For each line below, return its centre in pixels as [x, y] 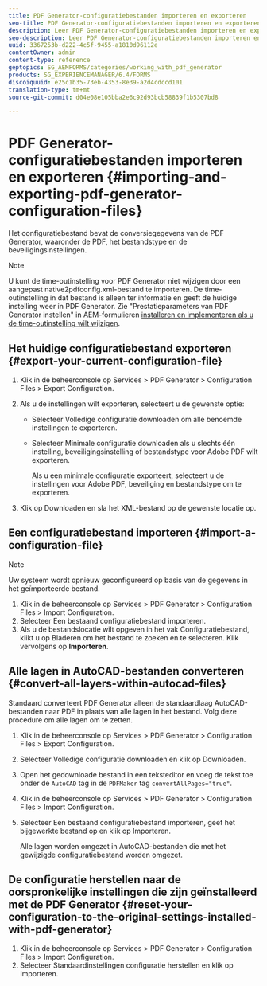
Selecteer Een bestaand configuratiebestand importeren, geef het [128, 822]
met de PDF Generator [64, 905]
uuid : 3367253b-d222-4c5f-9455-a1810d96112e [83, 45]
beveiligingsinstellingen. [48, 250]
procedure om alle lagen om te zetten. [71, 720]
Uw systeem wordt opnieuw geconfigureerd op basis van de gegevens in [128, 580]
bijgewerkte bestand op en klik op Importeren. [95, 831]
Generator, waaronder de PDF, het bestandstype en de [98, 242]
